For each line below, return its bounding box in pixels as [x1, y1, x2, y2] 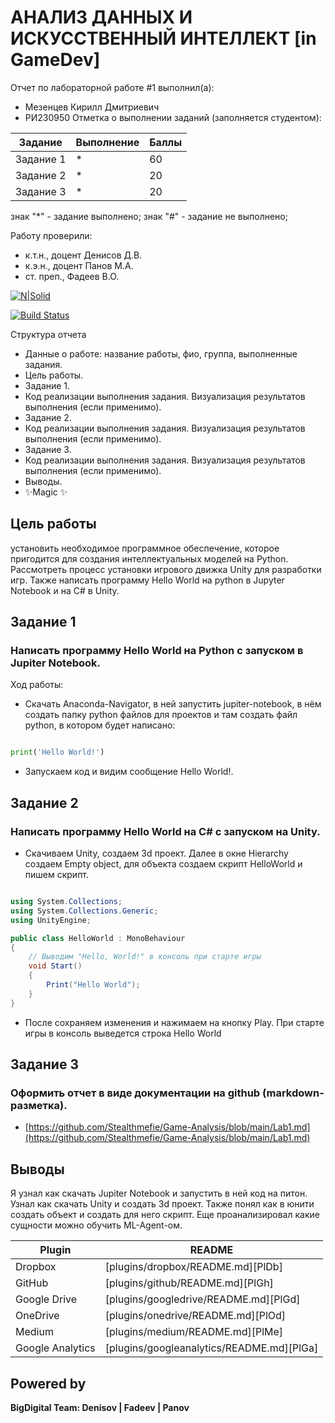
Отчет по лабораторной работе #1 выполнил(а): [10, 81, 215, 93]
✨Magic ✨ [24, 486, 68, 498]
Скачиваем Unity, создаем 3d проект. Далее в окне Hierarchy [24, 847, 289, 859]
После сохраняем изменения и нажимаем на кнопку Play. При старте [24, 1016, 325, 1028]
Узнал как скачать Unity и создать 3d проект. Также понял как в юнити [10, 1198, 315, 1210]
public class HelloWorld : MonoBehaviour [10, 933, 186, 943]
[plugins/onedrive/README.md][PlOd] [104, 1309, 287, 1323]
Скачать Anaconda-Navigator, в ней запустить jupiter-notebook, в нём [24, 698, 322, 710]
